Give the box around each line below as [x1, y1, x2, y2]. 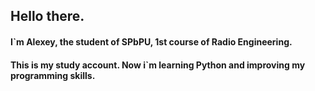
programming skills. [10, 69, 96, 81]
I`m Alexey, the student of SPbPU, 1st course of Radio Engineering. [10, 35, 293, 48]
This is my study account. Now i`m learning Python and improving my [10, 59, 306, 71]
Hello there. [10, 8, 85, 25]
